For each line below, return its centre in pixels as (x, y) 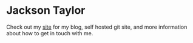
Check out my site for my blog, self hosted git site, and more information (97, 27)
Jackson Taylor (46, 10)
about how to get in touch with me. (50, 33)
